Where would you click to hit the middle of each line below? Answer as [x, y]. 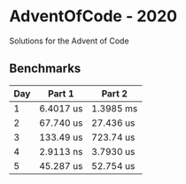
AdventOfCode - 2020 [93, 16]
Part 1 [61, 93]
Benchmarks [45, 69]
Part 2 [115, 93]
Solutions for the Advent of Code [70, 41]
